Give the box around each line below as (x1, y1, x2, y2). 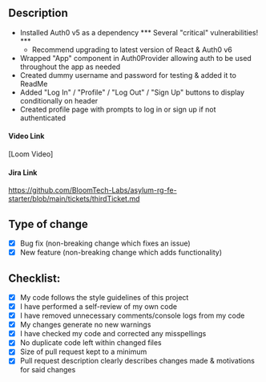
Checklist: (8, 271, 61, 285)
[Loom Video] (8, 149, 54, 159)
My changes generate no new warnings (19, 320, 151, 330)
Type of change (8, 217, 88, 231)
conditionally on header (19, 95, 99, 105)
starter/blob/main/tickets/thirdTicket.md (8, 194, 140, 204)
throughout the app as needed (19, 62, 121, 71)
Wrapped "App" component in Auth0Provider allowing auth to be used (19, 53, 252, 63)
